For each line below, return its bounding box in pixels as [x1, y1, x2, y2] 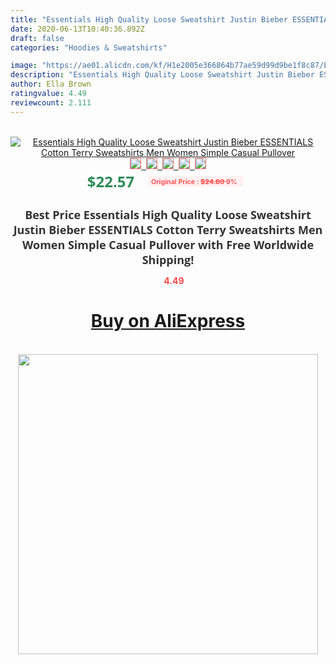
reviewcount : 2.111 [10, 97, 92, 108]
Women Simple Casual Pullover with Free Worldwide [21, 236, 315, 253]
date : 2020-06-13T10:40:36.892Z [10, 24, 145, 34]
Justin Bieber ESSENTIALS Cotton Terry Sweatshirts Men [13, 221, 323, 238]
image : [10, 61, 38, 71]
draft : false [10, 33, 65, 43]
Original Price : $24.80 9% [151, 176, 238, 186]
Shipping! [141, 251, 195, 268]
